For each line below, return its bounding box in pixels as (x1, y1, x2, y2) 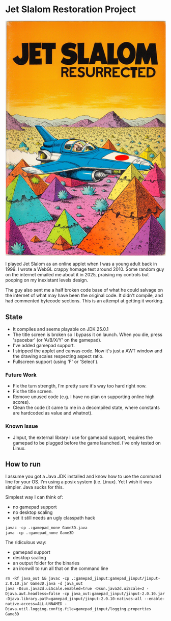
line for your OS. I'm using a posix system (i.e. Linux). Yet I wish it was (5, 479, 152, 485)
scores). (12, 399, 31, 405)
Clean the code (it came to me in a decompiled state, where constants (12, 404, 160, 411)
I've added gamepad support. (12, 343, 75, 349)
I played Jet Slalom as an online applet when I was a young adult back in (5, 261, 157, 267)
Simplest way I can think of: (5, 494, 64, 500)
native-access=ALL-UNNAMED (5, 602, 63, 607)
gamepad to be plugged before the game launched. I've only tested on (12, 439, 161, 446)
